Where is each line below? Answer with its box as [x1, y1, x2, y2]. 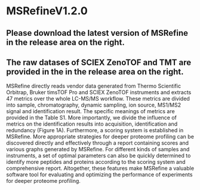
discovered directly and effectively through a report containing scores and [6, 139, 189, 147]
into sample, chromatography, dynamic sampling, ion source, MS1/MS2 [6, 101, 181, 108]
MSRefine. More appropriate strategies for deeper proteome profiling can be [6, 133, 194, 141]
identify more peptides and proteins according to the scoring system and [6, 158, 186, 166]
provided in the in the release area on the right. [6, 67, 184, 77]
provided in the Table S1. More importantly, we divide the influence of [6, 114, 177, 122]
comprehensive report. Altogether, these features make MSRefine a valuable [6, 165, 195, 172]
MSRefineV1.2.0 [6, 4, 88, 18]
